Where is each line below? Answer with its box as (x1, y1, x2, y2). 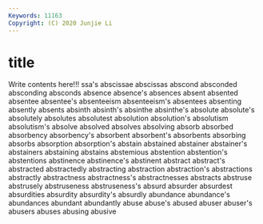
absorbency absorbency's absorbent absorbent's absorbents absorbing (8, 131, 246, 140)
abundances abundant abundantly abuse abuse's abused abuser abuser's (8, 198, 253, 208)
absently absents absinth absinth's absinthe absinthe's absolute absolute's (8, 105, 255, 115)
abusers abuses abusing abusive (8, 206, 117, 216)
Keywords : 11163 (8, 11, 62, 20)
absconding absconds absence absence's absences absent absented (8, 88, 238, 98)
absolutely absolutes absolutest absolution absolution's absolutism (8, 113, 229, 124)
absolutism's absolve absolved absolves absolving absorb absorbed (8, 122, 234, 132)
